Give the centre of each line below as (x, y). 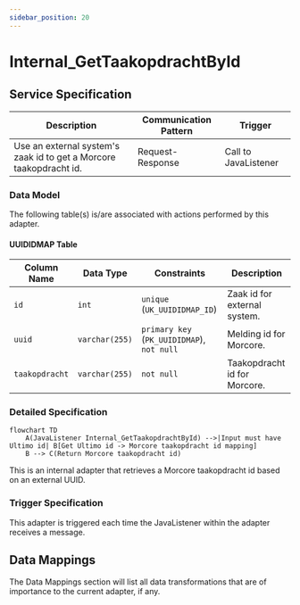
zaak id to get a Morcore (65, 157)
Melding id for (256, 334)
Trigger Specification (56, 503)
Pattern (177, 130)
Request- (158, 151)
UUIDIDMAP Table (43, 244)
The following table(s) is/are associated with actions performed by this (139, 214)
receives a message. (47, 532)
